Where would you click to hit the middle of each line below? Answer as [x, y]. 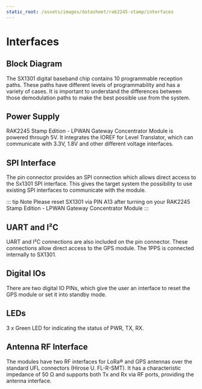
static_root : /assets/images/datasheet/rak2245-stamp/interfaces [90, 12]
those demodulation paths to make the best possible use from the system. [98, 98]
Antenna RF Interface [47, 347]
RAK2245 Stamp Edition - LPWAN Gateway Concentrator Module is [90, 131]
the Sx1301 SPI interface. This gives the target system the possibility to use [99, 184]
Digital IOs [26, 274]
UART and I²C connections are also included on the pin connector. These [97, 242]
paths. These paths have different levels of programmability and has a [93, 84]
